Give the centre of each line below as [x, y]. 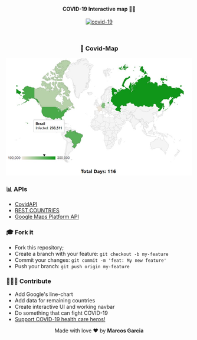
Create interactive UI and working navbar [65, 306]
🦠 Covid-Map [99, 49]
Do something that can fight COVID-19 [61, 313]
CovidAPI [26, 204]
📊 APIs [17, 189]
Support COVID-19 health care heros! [60, 319]
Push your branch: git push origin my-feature [72, 266]
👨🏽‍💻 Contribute [29, 281]
